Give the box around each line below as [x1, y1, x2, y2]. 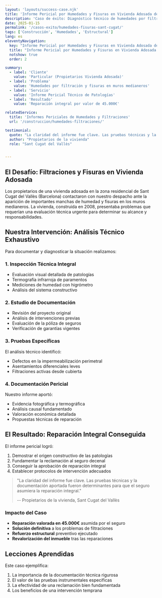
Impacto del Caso [5, 509, 47, 516]
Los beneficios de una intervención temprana [12, 587, 102, 593]
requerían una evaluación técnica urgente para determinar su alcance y [5, 209, 147, 215]
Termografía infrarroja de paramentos [12, 277, 87, 283]
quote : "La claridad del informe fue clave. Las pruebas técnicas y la [9, 132, 157, 137]
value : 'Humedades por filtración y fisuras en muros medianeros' [13, 83, 150, 88]
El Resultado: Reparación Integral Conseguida [5, 430, 146, 439]
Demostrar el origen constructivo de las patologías [12, 453, 113, 458]
